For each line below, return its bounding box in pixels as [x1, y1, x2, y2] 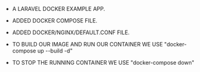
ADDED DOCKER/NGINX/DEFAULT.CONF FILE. [12, 29, 130, 36]
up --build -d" [37, 47, 73, 54]
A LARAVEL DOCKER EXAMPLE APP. [12, 5, 106, 12]
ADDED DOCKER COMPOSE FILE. [12, 17, 98, 24]
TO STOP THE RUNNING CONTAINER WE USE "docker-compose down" [12, 59, 194, 66]
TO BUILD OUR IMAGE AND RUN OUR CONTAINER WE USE [12, 41, 163, 48]
